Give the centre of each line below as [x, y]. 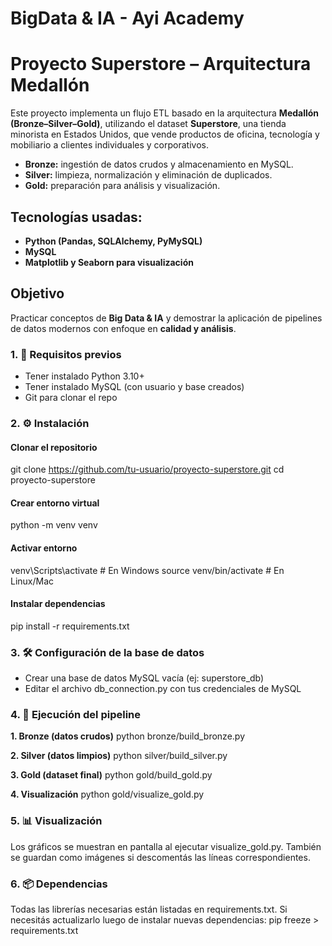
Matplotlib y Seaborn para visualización [109, 262]
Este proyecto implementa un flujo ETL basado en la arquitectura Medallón [165, 113]
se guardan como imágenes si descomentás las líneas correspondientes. [160, 857]
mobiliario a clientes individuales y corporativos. [109, 145]
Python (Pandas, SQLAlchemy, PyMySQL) [113, 241]
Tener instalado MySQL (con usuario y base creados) [134, 387]
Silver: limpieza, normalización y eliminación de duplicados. [148, 175]
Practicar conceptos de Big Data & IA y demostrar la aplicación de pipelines [166, 318]
